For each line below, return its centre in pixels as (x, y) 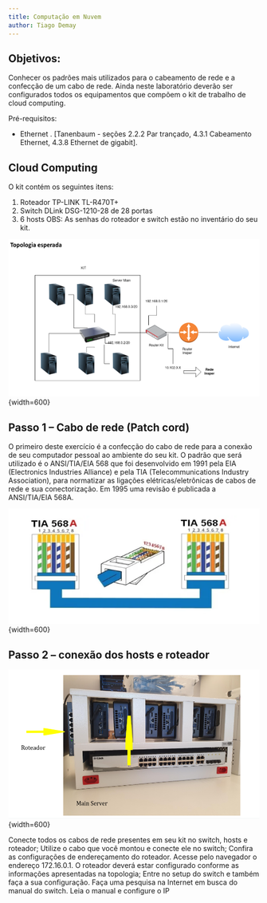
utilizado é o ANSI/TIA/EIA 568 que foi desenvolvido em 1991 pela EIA (122, 463)
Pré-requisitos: (33, 119)
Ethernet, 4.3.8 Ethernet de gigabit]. (79, 143)
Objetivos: (35, 59)
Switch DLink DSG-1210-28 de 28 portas (86, 211)
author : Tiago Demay (43, 25)
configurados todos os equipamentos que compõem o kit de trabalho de (127, 95)
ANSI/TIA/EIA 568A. (41, 498)
